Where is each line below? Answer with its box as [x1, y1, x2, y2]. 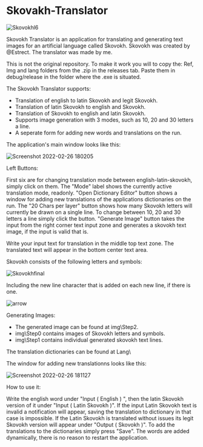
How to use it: [6, 383, 41, 390]
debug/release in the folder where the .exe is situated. [6, 73, 141, 80]
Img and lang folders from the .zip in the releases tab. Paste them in [6, 66, 176, 74]
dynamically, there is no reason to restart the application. [6, 434, 148, 441]
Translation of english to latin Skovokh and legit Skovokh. [15, 97, 158, 104]
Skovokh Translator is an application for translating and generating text [6, 35, 184, 43]
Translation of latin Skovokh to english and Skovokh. [15, 103, 146, 110]
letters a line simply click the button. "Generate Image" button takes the [6, 215, 185, 222]
